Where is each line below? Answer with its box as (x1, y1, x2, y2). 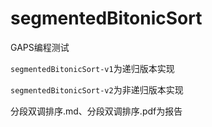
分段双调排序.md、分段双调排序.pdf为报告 (10, 105, 183, 117)
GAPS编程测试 (10, 41, 70, 53)
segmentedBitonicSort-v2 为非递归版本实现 (10, 83, 184, 96)
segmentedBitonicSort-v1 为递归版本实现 (10, 62, 175, 74)
